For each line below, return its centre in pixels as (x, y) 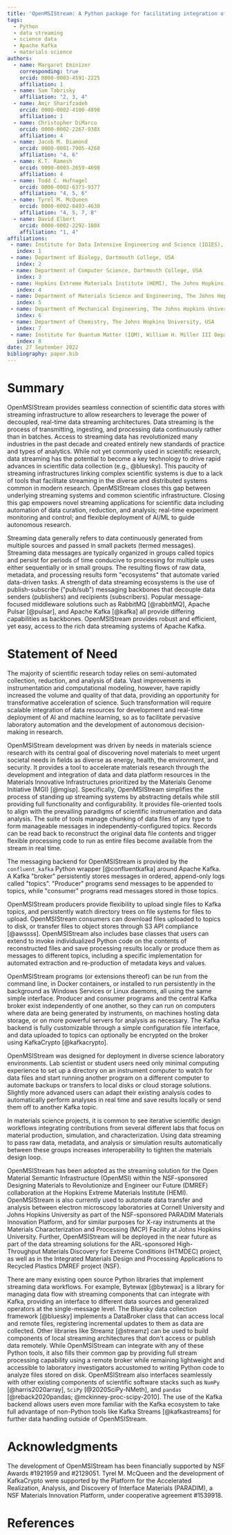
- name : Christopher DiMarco (55, 123)
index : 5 (29, 303)
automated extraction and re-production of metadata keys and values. (107, 963)
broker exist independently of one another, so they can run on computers (111, 1005)
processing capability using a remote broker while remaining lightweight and (116, 1360)
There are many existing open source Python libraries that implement (105, 1279)
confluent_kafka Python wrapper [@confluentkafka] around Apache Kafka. (114, 868)
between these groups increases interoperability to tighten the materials (110, 1150)
